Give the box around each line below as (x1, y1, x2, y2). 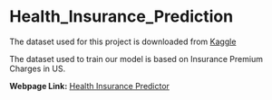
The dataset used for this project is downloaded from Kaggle (9, 36, 237, 47)
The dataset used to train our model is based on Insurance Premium (9, 53, 263, 64)
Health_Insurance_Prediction (9, 6, 234, 27)
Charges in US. (9, 63, 66, 74)
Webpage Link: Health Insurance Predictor (9, 80, 170, 91)
